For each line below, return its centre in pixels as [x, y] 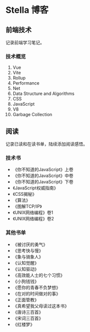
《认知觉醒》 [26, 263]
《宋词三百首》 [28, 318]
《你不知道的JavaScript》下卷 [43, 182]
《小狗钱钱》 [26, 281]
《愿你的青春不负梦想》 [36, 287]
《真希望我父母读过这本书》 [41, 306]
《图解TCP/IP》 [27, 207]
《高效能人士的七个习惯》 [39, 275]
